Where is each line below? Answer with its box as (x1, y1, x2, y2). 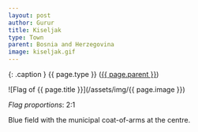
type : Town (8, 33, 44, 42)
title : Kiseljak (8, 26, 62, 34)
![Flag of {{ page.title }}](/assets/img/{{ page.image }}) (8, 85, 185, 94)
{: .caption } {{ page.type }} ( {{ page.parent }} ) (8, 70, 159, 79)
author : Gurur (8, 19, 55, 27)
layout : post (8, 11, 51, 20)
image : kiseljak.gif (8, 48, 77, 56)
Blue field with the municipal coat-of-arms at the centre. (8, 115, 191, 124)
